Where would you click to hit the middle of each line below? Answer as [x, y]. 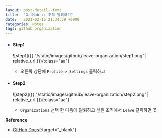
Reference [16, 120]
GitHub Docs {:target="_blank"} [45, 130]
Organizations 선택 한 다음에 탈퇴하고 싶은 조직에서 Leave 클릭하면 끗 [89, 110]
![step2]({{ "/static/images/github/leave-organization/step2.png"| [80, 94]
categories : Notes [24, 24]
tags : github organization [33, 29]
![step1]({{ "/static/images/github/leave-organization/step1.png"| [79, 56]
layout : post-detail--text [33, 10]
